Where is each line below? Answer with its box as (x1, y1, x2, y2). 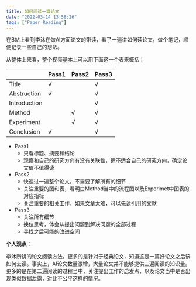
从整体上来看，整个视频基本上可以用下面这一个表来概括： (6, 56, 145, 63)
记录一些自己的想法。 (11, 43, 63, 50)
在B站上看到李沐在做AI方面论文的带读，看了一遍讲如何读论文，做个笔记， (6, 36, 184, 43)
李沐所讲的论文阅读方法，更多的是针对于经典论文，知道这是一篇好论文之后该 (6, 253, 191, 260)
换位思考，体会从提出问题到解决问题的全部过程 (23, 221, 136, 228)
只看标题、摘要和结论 (23, 150, 75, 157)
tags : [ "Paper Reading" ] (6, 19, 67, 25)
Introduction (9, 99, 43, 107)
